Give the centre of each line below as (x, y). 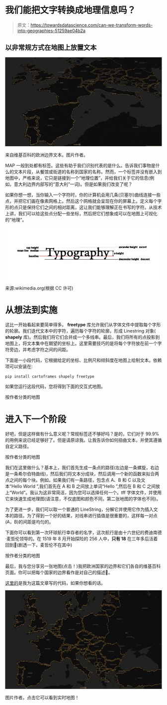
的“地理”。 (16, 220)
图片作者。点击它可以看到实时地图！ (42, 698)
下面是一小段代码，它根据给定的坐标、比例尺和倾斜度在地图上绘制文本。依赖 (83, 360)
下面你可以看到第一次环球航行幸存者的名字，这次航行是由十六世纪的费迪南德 (83, 533)
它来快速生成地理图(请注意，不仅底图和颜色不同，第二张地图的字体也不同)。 (83, 499)
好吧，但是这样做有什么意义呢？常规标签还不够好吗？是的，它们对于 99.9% (82, 434)
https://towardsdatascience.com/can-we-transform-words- (92, 25)
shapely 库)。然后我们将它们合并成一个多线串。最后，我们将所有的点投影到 (83, 337)
